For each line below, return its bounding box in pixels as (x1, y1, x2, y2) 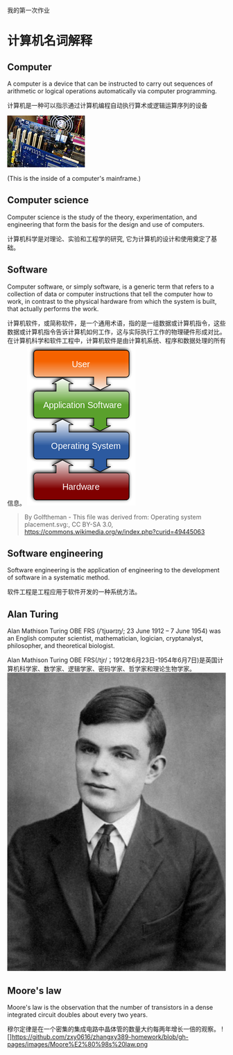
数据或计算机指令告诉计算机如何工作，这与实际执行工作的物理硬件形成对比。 (7, 328, 226, 336)
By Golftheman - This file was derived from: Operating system (24, 513, 202, 521)
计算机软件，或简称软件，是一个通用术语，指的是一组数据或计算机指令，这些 (7, 319, 226, 327)
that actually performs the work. (7, 305, 99, 313)
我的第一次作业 (7, 6, 50, 14)
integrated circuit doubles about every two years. (7, 1010, 148, 1019)
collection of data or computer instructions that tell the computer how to (7, 289, 213, 298)
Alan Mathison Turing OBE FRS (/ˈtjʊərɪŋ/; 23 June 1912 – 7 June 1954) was (7, 627, 221, 635)
